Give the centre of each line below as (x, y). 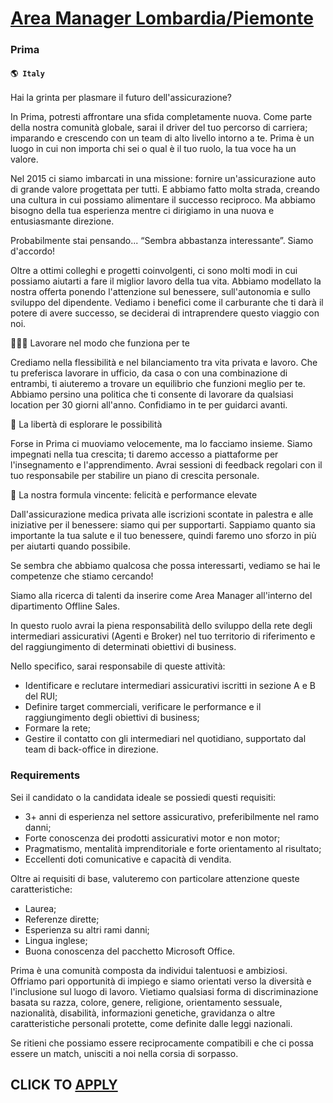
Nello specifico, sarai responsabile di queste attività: (118, 666)
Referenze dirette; (62, 919)
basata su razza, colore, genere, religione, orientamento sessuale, (146, 1002)
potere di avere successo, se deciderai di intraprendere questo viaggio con (165, 313)
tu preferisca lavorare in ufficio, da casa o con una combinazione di (149, 373)
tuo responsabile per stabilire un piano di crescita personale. (135, 476)
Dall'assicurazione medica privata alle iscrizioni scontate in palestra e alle (162, 514)
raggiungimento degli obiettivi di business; (112, 718)
